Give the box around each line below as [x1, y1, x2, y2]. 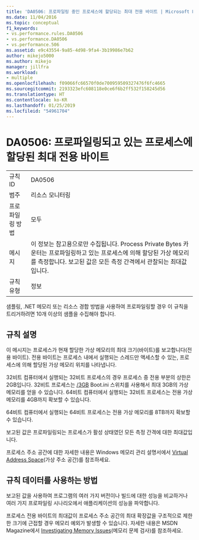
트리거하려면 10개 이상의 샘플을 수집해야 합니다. [6, 310, 116, 317]
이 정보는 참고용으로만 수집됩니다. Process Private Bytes [30, 240, 182, 248]
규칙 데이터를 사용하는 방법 [6, 475, 98, 485]
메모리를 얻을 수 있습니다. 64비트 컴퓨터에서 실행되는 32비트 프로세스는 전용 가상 [6, 389, 193, 396]
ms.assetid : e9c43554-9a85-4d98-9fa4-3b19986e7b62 [6, 47, 134, 53]
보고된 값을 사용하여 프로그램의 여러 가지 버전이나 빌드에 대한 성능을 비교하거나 [6, 492, 188, 499]
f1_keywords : [6, 25, 38, 31]
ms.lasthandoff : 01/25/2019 [6, 102, 76, 109]
